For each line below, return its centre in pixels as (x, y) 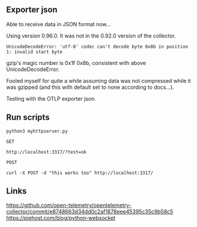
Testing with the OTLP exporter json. (51, 98)
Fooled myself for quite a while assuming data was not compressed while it (98, 80)
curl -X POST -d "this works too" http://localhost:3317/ (80, 173)
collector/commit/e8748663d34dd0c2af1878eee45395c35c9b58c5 (90, 212)
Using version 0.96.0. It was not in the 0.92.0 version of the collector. (91, 36)
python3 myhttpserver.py (37, 131)
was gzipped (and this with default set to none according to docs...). (90, 87)
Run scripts (28, 118)
